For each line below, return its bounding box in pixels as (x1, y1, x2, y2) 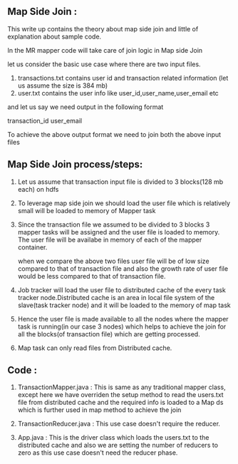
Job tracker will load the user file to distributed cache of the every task (17, 285, 226, 294)
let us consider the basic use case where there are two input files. (7, 60, 201, 68)
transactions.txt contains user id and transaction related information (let (17, 73, 229, 82)
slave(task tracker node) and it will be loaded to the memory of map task (17, 301, 232, 309)
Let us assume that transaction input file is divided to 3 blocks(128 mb (17, 177, 224, 186)
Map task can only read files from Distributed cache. (17, 344, 172, 352)
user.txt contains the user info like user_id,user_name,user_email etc (17, 88, 219, 97)
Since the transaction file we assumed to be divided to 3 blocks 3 (17, 220, 210, 229)
